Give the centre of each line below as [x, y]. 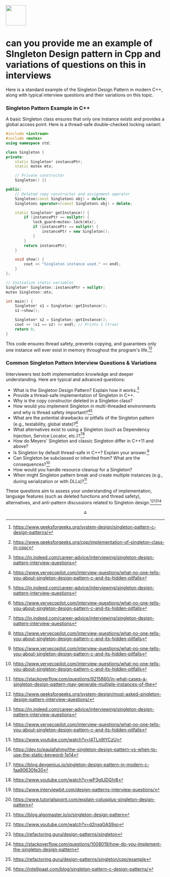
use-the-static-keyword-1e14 [43, 754]
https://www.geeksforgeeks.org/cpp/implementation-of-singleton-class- [89, 542]
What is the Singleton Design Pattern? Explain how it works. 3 [76, 389]
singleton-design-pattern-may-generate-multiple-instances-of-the [82, 684]
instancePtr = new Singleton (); [76, 232]
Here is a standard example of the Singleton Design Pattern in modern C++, [84, 89]
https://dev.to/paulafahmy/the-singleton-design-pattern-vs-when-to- [85, 749]
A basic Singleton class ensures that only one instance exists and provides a [85, 119]
